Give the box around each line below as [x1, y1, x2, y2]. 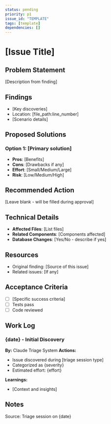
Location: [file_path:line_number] [12, 111, 79, 117]
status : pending [5, 7, 38, 12]
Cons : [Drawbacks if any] [12, 161, 65, 167]
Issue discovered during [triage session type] [12, 357, 104, 362]
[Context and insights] [12, 386, 57, 392]
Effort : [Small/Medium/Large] [12, 167, 72, 173]
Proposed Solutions [5, 131, 67, 139]
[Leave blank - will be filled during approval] [5, 199, 94, 205]
